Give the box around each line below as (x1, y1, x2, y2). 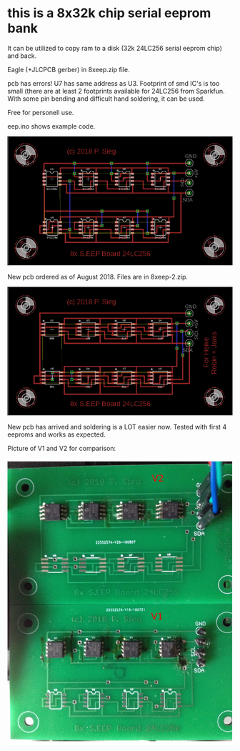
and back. (7, 51, 37, 60)
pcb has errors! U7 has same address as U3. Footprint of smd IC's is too (7, 79, 220, 87)
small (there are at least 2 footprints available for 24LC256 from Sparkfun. (7, 86, 225, 95)
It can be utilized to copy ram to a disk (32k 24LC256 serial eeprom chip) (7, 44, 223, 52)
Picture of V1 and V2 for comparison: (7, 444, 116, 453)
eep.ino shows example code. (7, 121, 96, 130)
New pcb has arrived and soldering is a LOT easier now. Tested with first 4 (7, 423, 227, 432)
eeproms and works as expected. (7, 430, 106, 439)
